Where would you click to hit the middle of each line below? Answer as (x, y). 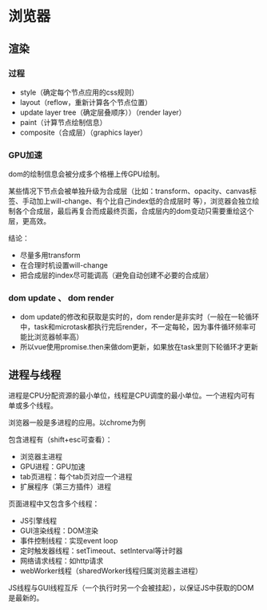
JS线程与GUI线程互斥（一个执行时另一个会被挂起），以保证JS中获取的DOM (131, 588)
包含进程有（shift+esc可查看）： (60, 440)
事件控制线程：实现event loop (69, 541)
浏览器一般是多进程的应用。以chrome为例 (77, 422)
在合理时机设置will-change (64, 265)
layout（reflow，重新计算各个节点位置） (86, 102)
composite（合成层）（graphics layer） (84, 132)
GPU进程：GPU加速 (52, 467)
